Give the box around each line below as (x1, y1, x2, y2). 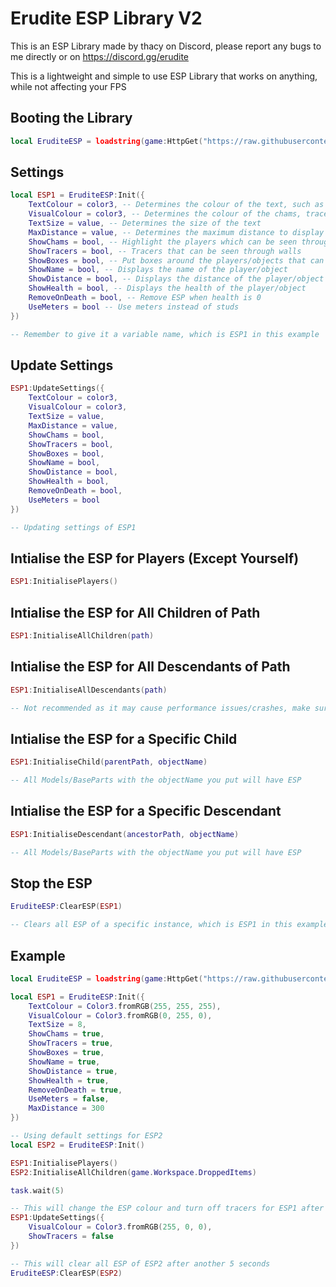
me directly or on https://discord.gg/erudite (10, 50, 189, 62)
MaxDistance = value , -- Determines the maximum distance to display (28, 227, 325, 237)
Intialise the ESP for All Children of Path (10, 604, 261, 621)
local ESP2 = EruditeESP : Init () (10, 1140, 145, 1150)
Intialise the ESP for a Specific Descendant (10, 803, 282, 820)
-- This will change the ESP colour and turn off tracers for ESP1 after (10, 1203, 325, 1214)
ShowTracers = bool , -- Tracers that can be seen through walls (28, 246, 302, 256)
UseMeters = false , (28, 1094, 110, 1104)
